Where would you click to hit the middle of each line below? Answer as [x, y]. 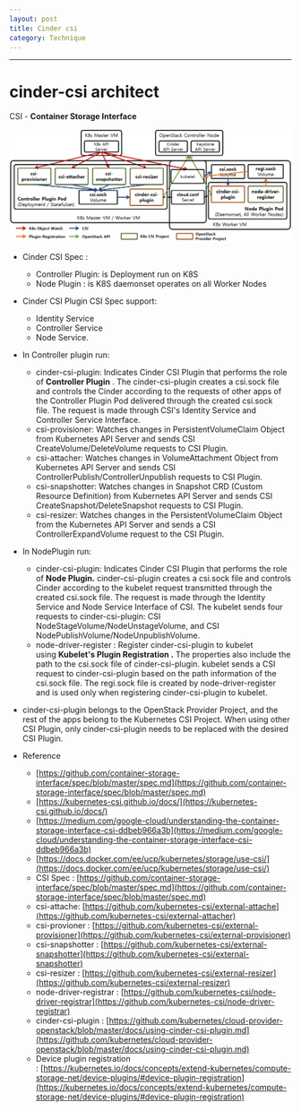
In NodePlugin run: [57, 551]
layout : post [34, 19]
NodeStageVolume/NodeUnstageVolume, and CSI [127, 625]
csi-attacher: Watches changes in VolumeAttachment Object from [157, 458]
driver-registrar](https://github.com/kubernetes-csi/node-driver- [155, 1001]
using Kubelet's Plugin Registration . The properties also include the [163, 654]
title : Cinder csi [43, 28]
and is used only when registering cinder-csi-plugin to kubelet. [151, 692]
